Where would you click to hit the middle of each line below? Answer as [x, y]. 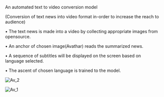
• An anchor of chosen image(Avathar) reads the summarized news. [74, 46]
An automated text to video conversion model [51, 7]
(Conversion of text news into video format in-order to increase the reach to [82, 16]
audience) [15, 22]
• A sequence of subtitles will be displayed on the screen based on [73, 56]
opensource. [18, 37]
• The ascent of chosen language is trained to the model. [63, 70]
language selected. [25, 61]
